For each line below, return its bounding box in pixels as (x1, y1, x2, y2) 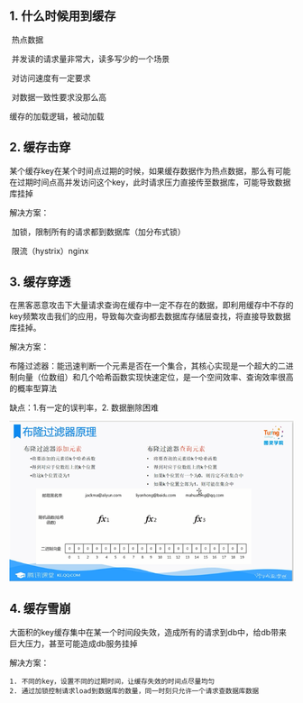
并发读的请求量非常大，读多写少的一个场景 (11, 53, 170, 64)
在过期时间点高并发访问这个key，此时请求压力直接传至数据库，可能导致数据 (9, 177, 291, 187)
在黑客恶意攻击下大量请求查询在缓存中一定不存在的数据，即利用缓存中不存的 (9, 300, 294, 311)
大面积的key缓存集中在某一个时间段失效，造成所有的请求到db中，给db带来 (9, 626, 287, 637)
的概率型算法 (9, 383, 57, 394)
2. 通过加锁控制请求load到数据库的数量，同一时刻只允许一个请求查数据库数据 (9, 686, 260, 696)
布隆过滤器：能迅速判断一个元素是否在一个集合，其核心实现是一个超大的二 (9, 361, 286, 371)
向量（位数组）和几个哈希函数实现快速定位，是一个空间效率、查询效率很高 (16, 372, 294, 383)
